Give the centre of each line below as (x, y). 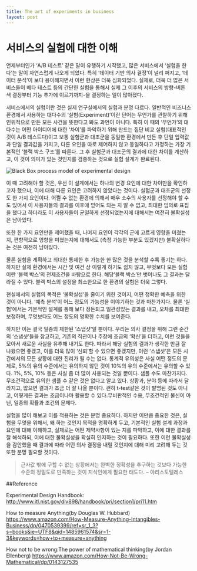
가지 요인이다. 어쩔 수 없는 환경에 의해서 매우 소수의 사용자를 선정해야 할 (101, 198)
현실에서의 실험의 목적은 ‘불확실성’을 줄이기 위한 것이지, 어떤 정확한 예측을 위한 (96, 294)
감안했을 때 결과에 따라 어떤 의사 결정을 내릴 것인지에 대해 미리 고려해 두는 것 (100, 445)
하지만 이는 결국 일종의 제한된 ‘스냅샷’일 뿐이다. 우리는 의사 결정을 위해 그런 (92, 329)
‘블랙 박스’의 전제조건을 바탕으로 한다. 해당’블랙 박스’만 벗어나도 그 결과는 (100, 274)
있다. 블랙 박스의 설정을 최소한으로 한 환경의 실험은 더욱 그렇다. (95, 282)
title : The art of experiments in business (60, 12)
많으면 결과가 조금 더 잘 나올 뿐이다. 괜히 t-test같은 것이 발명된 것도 (100, 388)
